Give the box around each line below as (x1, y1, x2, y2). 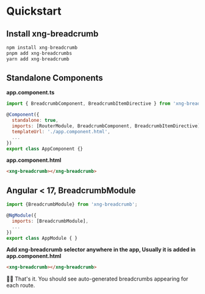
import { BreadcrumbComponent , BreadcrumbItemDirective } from (6, 100, 171, 107)
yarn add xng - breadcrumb (6, 56, 70, 62)
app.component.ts (6, 89, 55, 96)
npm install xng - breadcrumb (6, 44, 78, 51)
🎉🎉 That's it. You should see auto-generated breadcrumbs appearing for (6, 275, 189, 282)
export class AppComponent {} (6, 145, 84, 152)
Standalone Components (6, 73, 104, 83)
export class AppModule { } (6, 235, 78, 241)
